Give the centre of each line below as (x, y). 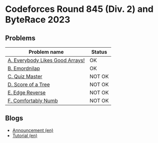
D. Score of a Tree (29, 84)
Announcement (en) (33, 130)
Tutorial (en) (25, 136)
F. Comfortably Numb (33, 101)
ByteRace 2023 (38, 20)
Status (99, 52)
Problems (20, 38)
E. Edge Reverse (27, 93)
